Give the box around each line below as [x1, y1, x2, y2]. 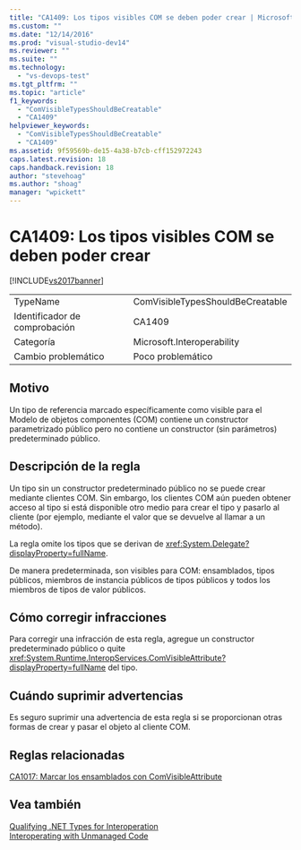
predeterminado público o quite [9, 643, 126, 654]
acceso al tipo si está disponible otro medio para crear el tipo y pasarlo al [9, 502, 280, 512]
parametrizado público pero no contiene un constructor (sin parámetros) [9, 423, 278, 434]
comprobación [13, 321, 75, 333]
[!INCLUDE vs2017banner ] [9, 275, 105, 286]
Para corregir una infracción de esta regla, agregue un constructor [9, 633, 255, 645]
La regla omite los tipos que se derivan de [9, 538, 164, 549]
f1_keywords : [9, 96, 58, 106]
